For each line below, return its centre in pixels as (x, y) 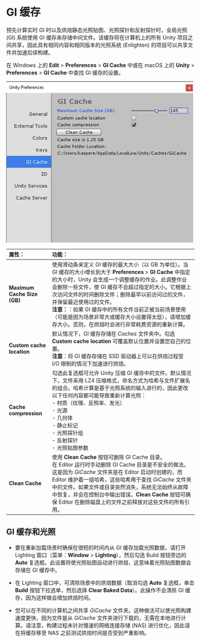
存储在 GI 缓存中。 (37, 570)
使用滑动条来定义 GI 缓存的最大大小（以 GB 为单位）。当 (120, 264)
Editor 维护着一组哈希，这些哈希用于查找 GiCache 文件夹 (122, 480)
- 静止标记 (65, 425)
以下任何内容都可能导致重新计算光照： (99, 395)
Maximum (22, 288)
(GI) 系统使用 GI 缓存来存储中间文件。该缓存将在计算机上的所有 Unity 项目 (97, 37)
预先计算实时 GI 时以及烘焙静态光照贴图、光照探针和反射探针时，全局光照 (97, 30)
